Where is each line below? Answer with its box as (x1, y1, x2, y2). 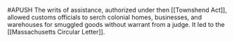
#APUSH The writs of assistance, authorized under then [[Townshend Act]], (7, 6, 227, 14)
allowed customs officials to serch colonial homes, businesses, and (7, 13, 202, 21)
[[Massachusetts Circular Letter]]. (7, 28, 105, 36)
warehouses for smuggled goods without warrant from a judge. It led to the (7, 21, 225, 28)
